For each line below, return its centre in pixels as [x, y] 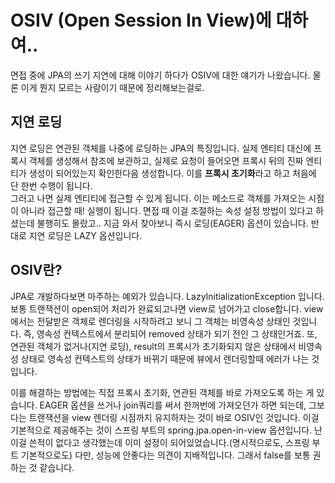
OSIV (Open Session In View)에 [141, 20]
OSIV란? [36, 270]
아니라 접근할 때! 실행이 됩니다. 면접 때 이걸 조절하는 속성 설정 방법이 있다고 [167, 210]
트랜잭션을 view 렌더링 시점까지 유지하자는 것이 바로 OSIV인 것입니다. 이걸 [174, 417]
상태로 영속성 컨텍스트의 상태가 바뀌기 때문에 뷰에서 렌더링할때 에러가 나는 [165, 358]
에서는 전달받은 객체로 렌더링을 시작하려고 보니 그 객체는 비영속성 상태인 [150, 321]
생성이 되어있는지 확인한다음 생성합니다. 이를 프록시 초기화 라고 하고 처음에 [172, 173]
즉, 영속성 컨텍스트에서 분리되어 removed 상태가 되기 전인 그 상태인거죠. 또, [170, 333]
